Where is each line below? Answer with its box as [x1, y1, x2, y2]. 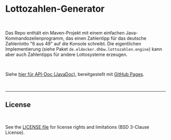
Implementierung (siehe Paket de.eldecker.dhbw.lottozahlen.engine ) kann [5, 46, 162, 52]
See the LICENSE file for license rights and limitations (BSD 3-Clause [5, 124, 150, 130]
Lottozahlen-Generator [5, 3, 105, 15]
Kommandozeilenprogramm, [5, 35, 65, 41]
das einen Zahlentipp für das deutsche [65, 35, 147, 41]
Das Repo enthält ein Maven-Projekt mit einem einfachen [5, 30, 125, 36]
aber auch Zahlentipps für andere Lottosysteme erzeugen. [5, 51, 128, 58]
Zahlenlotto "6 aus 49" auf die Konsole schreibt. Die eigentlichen [5, 40, 141, 46]
